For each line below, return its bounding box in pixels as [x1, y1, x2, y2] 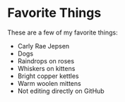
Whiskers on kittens [17, 64, 76, 72]
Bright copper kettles [17, 72, 79, 80]
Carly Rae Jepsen [17, 42, 70, 50]
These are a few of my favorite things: [7, 28, 118, 37]
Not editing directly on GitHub [17, 87, 105, 95]
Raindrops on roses [17, 56, 75, 65]
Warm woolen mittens [17, 79, 81, 87]
